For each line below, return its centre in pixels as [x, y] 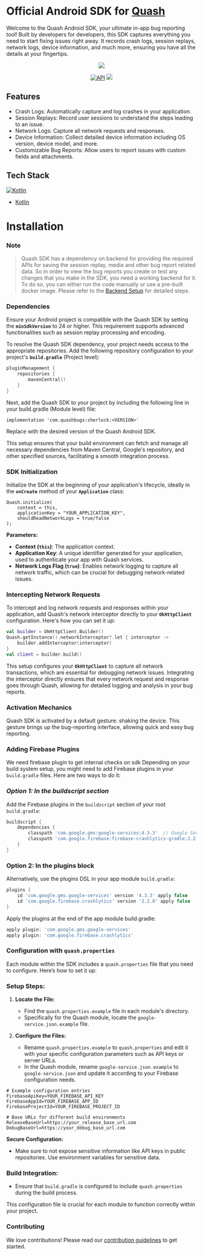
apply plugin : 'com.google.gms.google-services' [69, 929]
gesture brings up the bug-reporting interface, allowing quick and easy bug [100, 727]
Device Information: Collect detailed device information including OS [100, 137]
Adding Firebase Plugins [43, 749]
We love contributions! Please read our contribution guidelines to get [92, 1240]
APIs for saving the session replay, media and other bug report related [108, 265]
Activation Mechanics [39, 707]
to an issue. [29, 124]
